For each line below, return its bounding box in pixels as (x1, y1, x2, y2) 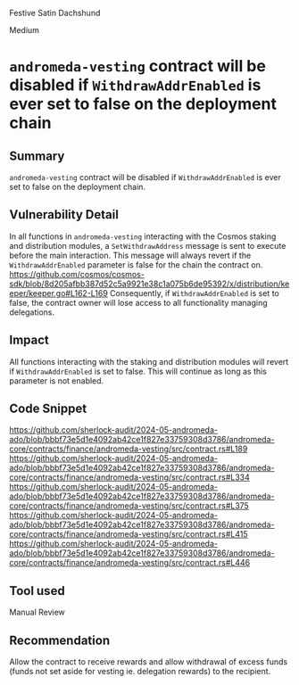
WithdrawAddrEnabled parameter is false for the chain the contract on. (9, 259, 263, 270)
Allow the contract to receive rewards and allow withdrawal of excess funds (9, 656, 288, 667)
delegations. (9, 307, 55, 318)
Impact (9, 333, 49, 348)
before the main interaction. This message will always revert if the (9, 250, 252, 260)
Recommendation (9, 632, 110, 648)
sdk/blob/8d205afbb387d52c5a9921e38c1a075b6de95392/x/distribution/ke (9, 278, 290, 289)
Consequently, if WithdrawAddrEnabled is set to (110, 287, 279, 298)
